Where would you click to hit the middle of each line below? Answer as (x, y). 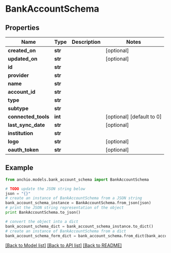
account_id (22, 92)
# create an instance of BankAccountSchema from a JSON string (74, 198)
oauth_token (23, 150)
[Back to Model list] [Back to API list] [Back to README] (64, 245)
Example (19, 168)
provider (18, 75)
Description (86, 42)
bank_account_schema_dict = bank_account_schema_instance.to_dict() (79, 226)
